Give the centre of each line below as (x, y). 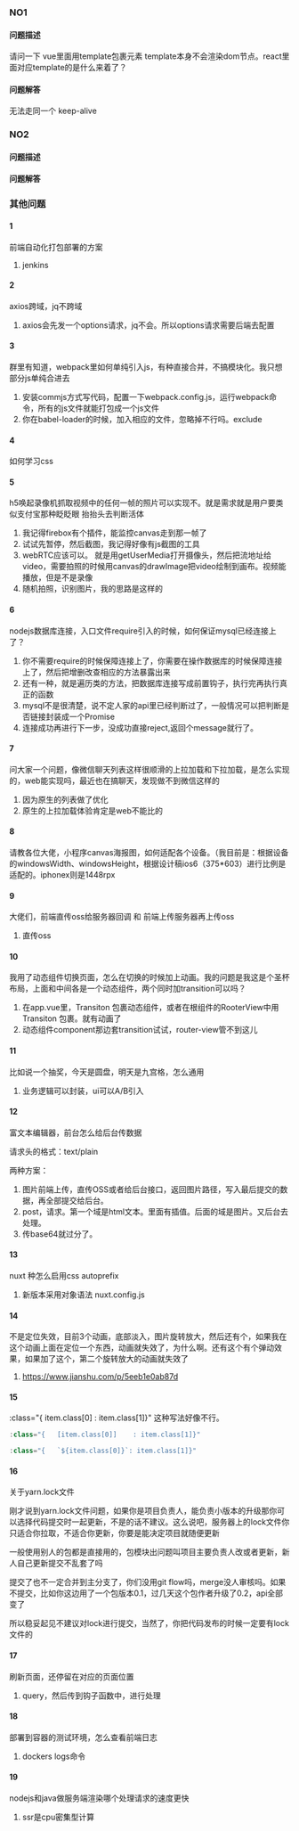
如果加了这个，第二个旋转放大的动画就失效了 (106, 1359)
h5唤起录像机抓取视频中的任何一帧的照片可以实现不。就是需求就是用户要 (142, 503)
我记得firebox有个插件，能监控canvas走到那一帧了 (114, 533)
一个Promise (92, 716)
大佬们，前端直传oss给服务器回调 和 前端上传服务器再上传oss (122, 917)
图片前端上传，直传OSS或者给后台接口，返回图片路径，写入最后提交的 (151, 1189)
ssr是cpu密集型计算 (58, 1817)
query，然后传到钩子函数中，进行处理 (92, 1696)
